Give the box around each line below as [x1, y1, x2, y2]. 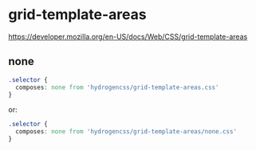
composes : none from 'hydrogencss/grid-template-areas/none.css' [15, 128, 238, 136]
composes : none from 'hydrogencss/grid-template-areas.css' [15, 83, 219, 91]
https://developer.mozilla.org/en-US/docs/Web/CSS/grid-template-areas [8, 32, 248, 41]
